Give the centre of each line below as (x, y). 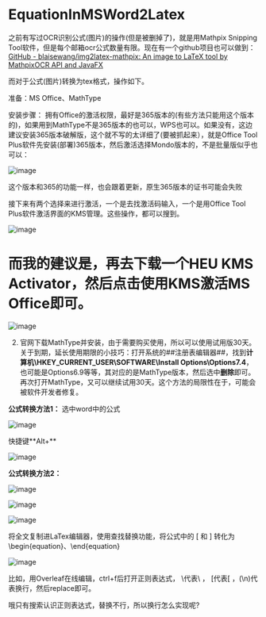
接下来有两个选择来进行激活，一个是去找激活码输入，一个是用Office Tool (127, 203)
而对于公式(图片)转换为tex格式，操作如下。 (79, 81)
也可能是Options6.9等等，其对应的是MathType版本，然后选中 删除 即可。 (137, 372)
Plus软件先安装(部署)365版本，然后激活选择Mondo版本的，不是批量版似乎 (130, 144)
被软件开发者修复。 (51, 392)
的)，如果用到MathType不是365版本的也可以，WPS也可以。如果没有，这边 (130, 125)
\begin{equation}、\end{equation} (64, 546)
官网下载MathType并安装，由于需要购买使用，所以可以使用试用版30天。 (138, 342)
